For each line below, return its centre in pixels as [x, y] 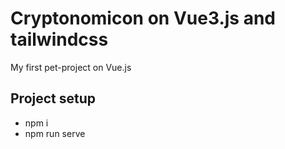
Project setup [53, 98]
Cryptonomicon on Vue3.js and [143, 18]
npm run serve [55, 133]
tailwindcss [59, 39]
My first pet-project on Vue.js [71, 67]
